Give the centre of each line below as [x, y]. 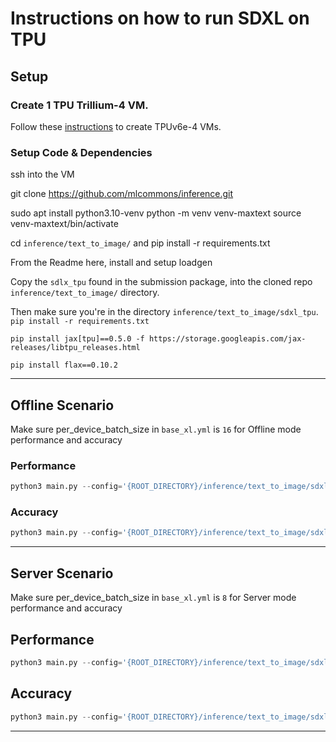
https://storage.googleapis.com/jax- [227, 339]
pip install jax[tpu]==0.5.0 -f [77, 339]
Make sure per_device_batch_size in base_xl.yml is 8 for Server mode [153, 598]
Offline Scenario [62, 405]
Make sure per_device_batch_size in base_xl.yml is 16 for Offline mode [156, 429]
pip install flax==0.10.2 [64, 365]
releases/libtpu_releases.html [75, 348]
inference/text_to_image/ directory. [85, 293]
